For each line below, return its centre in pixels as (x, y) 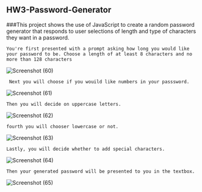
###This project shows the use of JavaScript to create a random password (101, 24)
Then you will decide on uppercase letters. (64, 104)
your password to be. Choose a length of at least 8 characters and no (99, 54)
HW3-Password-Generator (59, 10)
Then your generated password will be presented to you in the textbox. (101, 171)
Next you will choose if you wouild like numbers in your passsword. (99, 81)
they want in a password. (38, 37)
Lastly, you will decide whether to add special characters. (86, 149)
